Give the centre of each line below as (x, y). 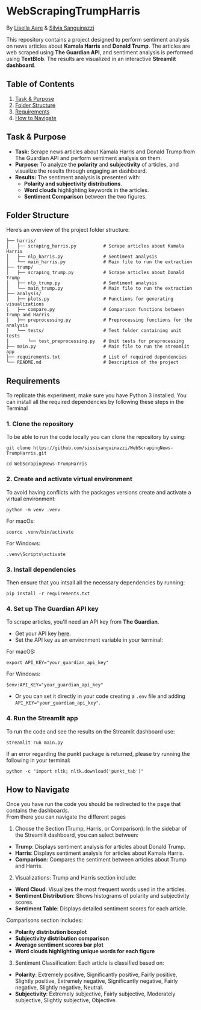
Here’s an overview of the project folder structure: (68, 230)
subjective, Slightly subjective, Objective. (66, 1000)
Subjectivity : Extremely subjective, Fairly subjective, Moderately (95, 994)
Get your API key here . (43, 634)
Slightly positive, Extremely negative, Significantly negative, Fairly (96, 981)
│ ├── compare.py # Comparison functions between (95, 310)
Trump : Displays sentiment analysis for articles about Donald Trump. (100, 847)
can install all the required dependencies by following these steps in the (95, 402)
